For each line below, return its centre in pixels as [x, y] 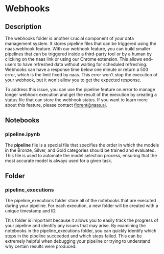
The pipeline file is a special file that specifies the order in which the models [82, 145]
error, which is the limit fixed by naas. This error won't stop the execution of [81, 75]
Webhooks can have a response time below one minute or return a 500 [77, 69]
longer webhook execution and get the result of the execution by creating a [81, 94]
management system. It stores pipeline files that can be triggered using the [81, 44]
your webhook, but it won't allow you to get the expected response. [73, 80]
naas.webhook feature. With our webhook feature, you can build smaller [78, 49]
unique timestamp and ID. [31, 211]
